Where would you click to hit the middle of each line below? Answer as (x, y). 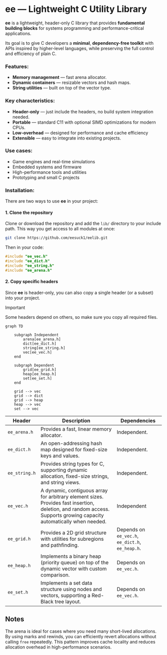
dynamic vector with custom (74, 569)
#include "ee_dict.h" (28, 261)
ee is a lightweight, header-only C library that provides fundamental (75, 23)
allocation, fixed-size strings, (75, 476)
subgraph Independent (36, 335)
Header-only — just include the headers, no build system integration (83, 111)
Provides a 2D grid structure (74, 532)
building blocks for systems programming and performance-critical (75, 28)
